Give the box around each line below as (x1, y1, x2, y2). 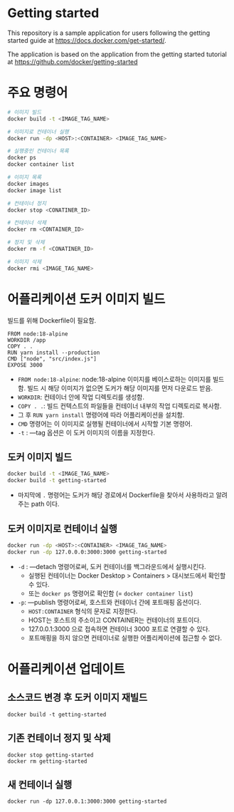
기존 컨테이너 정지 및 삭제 (7, 732, 112, 744)
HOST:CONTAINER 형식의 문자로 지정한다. (28, 607, 138, 615)
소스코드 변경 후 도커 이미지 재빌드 (7, 692, 148, 704)
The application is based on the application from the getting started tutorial (7, 50, 228, 58)
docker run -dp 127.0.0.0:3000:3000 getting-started (7, 548, 167, 556)
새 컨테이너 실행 (7, 779, 73, 791)
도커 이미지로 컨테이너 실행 (7, 522, 117, 535)
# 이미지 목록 (7, 174, 42, 181)
